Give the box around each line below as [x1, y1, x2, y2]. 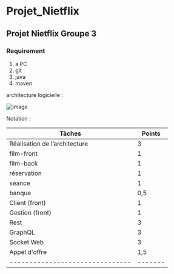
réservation [9, 169, 42, 177]
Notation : [6, 115, 32, 122]
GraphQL [9, 228, 35, 236]
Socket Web [9, 238, 44, 246]
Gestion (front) [9, 208, 52, 216]
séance [9, 179, 30, 187]
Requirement [6, 47, 45, 55]
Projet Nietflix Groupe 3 [6, 28, 97, 39]
